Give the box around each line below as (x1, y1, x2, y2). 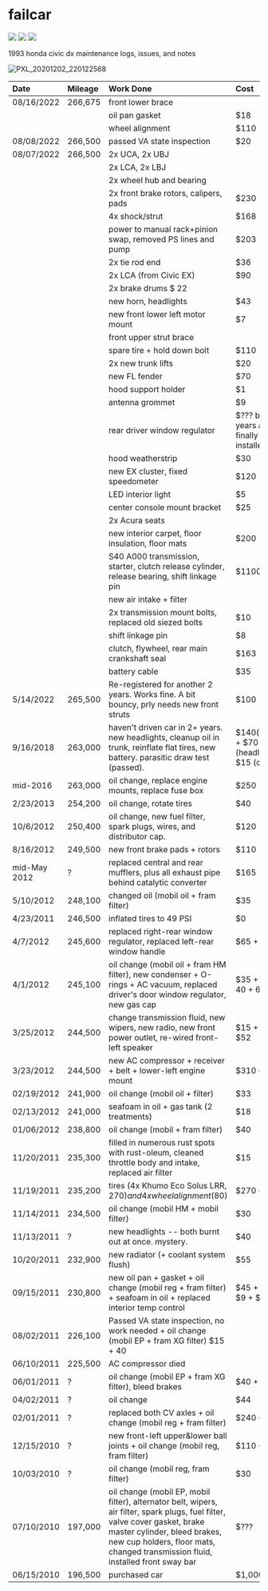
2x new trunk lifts (108, 358, 174, 369)
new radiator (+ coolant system (108, 1248, 226, 1260)
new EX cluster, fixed (108, 466, 188, 477)
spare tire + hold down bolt (108, 344, 210, 355)
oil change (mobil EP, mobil (108, 1486, 211, 1497)
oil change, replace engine (108, 775, 208, 786)
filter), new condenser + (108, 968, 199, 980)
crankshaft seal (108, 652, 167, 663)
